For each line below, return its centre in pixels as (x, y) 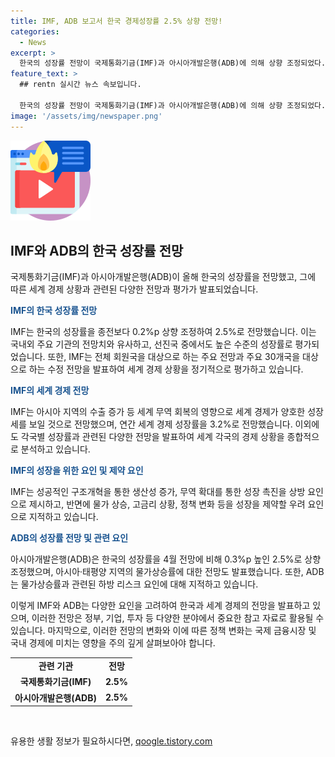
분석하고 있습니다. (55, 449)
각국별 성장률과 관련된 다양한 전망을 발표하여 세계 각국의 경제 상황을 (152, 437)
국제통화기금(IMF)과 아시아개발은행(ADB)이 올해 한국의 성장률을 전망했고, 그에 (163, 277)
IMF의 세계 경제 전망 (50, 391)
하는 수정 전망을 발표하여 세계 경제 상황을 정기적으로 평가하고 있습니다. (166, 369)
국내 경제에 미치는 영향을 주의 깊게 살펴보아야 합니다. (113, 643)
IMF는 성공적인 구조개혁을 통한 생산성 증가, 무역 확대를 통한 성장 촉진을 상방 (158, 492)
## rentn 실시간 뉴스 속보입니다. (80, 85)
